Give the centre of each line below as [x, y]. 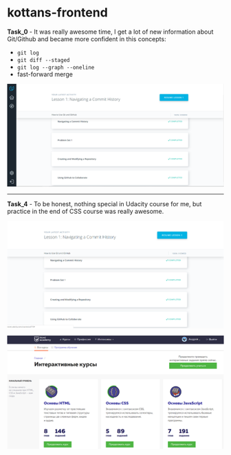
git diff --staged [43, 60]
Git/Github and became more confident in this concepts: [87, 38]
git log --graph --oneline [56, 67]
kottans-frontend [57, 13]
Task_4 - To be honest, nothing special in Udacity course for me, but [104, 204]
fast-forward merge [45, 74]
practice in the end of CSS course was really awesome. [86, 212]
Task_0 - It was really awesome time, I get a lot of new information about [110, 32]
